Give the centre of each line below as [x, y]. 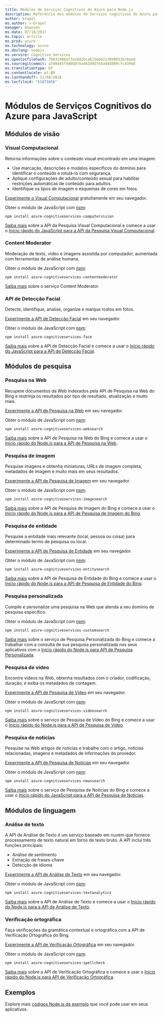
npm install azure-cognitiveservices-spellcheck [55, 963]
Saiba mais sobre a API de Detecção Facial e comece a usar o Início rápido [80, 346]
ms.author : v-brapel [26, 23]
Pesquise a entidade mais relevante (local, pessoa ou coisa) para [70, 536]
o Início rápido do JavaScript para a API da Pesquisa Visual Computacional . [81, 230]
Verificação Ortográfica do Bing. [37, 935]
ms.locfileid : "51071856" [31, 82]
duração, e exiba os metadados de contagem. [51, 683]
